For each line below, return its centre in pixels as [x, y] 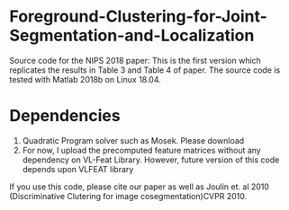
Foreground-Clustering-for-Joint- [139, 17]
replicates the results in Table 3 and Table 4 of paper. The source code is [145, 70]
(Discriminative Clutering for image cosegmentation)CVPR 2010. [128, 196]
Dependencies [65, 116]
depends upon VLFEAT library [78, 169]
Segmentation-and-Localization [132, 35]
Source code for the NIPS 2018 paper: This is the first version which [135, 60]
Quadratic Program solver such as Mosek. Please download [133, 140]
